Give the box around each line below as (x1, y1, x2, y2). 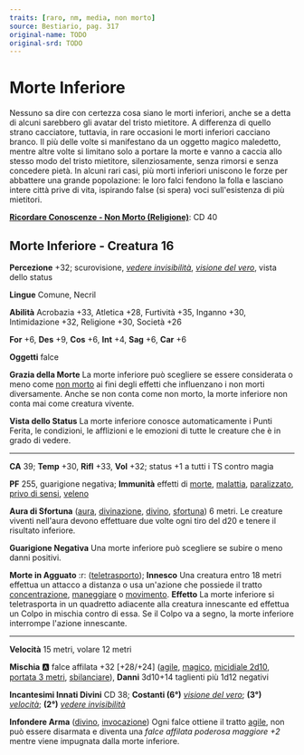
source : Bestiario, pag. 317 (9, 22, 119, 31)
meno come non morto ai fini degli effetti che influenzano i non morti (9, 379, 265, 390)
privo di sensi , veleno (9, 489, 89, 498)
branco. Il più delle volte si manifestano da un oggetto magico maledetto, (9, 137, 281, 148)
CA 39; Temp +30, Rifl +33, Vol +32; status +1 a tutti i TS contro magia (9, 461, 274, 471)
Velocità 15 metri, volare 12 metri (9, 644, 132, 654)
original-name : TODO (9, 30, 88, 39)
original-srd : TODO (9, 38, 83, 48)
